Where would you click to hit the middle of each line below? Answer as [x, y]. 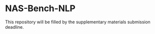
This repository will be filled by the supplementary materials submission [78, 22]
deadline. [15, 27]
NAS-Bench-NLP [40, 8]
